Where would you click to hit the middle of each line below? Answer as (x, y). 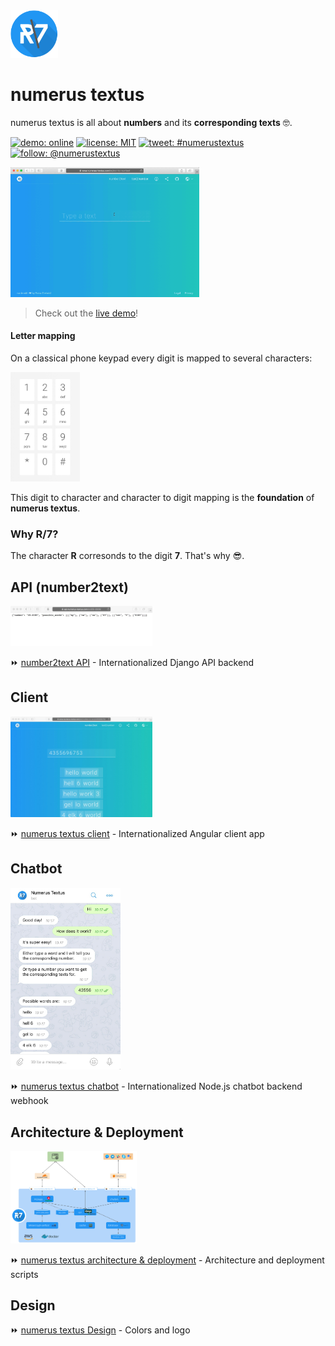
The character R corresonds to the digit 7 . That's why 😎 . (127, 556)
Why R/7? (34, 534)
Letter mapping (43, 336)
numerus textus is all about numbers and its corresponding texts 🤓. (151, 122)
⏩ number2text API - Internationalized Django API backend (132, 662)
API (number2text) (69, 587)
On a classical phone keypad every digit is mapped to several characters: (161, 358)
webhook (29, 1101)
